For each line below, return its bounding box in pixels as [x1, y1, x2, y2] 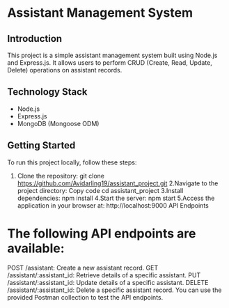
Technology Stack [7, 86, 88, 98]
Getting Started [7, 139, 76, 151]
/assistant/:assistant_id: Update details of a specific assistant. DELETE [7, 278, 209, 286]
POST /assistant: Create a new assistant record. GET [7, 263, 159, 272]
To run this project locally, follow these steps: [7, 158, 137, 167]
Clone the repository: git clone [17, 171, 104, 180]
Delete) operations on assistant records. [7, 66, 123, 74]
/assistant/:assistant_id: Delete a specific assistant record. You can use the [7, 286, 222, 294]
